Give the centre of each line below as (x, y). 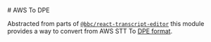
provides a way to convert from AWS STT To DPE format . (90, 31)
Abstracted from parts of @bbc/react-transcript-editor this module (106, 23)
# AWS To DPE (29, 10)
